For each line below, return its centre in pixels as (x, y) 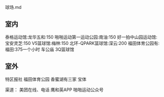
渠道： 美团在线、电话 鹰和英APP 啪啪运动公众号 (54, 90)
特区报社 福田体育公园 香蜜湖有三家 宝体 (46, 79)
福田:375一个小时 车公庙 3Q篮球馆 (40, 49)
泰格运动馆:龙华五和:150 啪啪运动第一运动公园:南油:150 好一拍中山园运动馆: (81, 37)
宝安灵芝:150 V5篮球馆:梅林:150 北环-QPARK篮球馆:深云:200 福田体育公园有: (82, 43)
